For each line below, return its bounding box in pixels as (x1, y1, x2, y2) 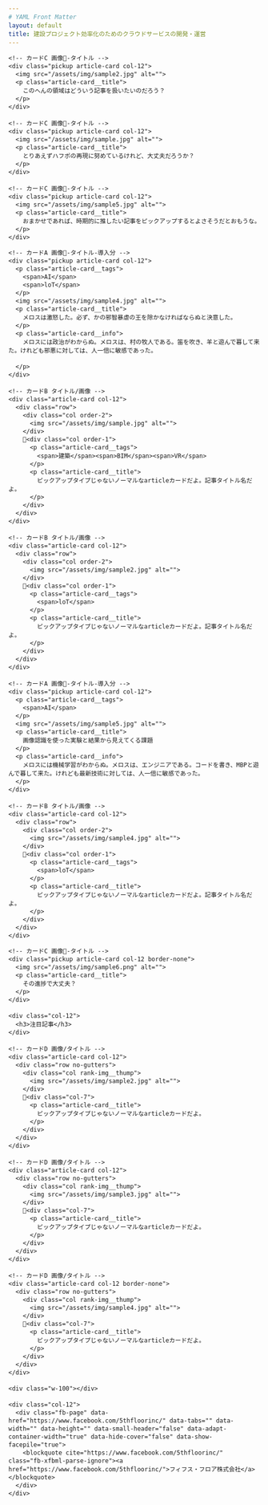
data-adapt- (186, 1425, 227, 1433)
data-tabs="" (169, 1417, 214, 1425)
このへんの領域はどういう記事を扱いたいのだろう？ (22, 87, 166, 96)
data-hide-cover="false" (90, 1433, 174, 1441)
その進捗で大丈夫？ (22, 980, 77, 988)
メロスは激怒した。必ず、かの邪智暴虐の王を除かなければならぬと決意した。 (22, 314, 237, 322)
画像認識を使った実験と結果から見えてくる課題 (22, 737, 154, 745)
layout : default (8, 21, 62, 30)
